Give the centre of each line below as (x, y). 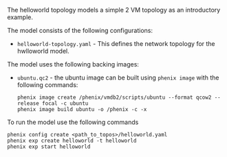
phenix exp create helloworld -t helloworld (72, 141)
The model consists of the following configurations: (80, 31)
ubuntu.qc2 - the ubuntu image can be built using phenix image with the (118, 77)
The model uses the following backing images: (73, 64)
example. (20, 17)
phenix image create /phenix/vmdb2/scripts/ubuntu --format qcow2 (114, 97)
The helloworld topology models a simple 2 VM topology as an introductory (114, 10)
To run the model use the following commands (73, 122)
